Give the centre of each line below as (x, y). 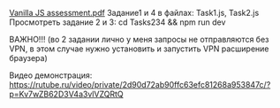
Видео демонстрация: (51, 75)
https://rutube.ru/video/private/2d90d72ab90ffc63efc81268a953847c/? (140, 85)
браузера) (29, 58)
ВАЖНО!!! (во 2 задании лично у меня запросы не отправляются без (139, 39)
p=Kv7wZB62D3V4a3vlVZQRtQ (66, 94)
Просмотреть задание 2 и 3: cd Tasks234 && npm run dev (117, 22)
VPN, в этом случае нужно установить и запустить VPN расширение (139, 49)
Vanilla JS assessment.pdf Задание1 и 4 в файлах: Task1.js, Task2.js (134, 13)
